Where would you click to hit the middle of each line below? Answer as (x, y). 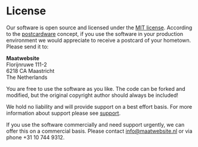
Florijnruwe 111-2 (27, 65)
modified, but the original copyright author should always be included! (92, 95)
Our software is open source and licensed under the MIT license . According (99, 27)
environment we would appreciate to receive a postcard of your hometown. (99, 40)
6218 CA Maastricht (30, 71)
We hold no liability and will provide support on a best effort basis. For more (99, 106)
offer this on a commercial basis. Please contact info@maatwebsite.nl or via (99, 131)
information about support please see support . (64, 113)
